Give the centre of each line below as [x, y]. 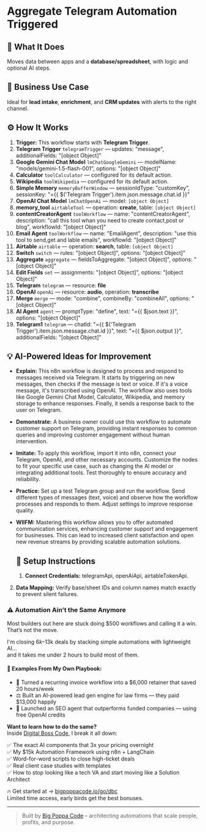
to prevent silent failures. [47, 594]
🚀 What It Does [36, 47]
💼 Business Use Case [48, 87]
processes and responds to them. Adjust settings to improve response [104, 504]
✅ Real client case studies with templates [59, 765]
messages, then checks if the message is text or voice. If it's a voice [102, 384]
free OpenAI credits [41, 715]
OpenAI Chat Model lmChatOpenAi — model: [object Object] [93, 201]
